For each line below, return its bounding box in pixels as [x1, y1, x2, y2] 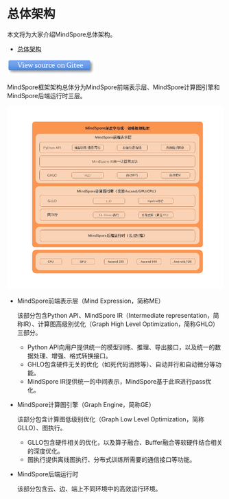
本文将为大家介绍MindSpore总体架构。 [7, 30, 117, 38]
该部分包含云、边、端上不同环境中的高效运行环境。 [16, 485, 162, 493]
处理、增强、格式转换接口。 [33, 351, 112, 360]
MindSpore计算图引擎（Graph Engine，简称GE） [16, 401, 156, 409]
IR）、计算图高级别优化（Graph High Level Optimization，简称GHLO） [23, 320, 219, 328]
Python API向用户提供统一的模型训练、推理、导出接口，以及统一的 [27, 343, 215, 351]
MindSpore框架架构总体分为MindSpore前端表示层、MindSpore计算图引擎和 [7, 83, 221, 91]
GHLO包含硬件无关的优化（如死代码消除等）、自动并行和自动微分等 [27, 360, 216, 369]
